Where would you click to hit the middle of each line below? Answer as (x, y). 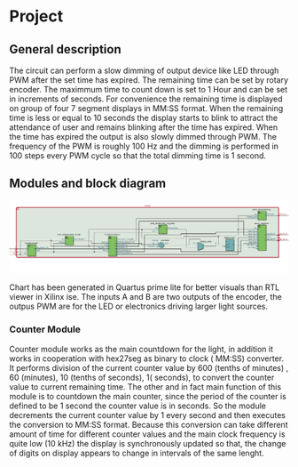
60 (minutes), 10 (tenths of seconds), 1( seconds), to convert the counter (142, 377)
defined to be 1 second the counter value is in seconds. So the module (137, 406)
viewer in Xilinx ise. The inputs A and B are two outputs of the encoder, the (145, 297)
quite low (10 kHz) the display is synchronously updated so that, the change (148, 443)
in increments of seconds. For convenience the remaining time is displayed (146, 99)
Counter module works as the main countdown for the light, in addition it (141, 349)
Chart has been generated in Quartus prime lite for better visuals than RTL (145, 287)
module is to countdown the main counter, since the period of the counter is (148, 396)
